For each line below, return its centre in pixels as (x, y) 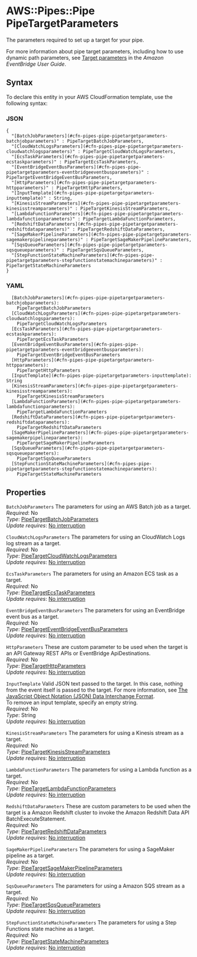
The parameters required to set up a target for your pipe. (75, 40)
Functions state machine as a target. (50, 929)
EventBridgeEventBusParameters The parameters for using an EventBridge (96, 610)
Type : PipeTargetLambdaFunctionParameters (61, 789)
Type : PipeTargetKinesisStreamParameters (58, 752)
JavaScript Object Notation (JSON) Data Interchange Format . (80, 696)
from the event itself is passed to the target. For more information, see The (97, 690)
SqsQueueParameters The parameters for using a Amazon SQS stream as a (96, 886)
